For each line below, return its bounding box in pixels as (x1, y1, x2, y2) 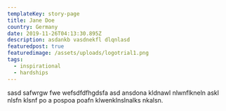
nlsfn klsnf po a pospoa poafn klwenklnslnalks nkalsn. (7, 96, 164, 104)
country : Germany (7, 23, 58, 30)
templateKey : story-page (7, 10, 80, 18)
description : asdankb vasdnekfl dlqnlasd (7, 37, 131, 44)
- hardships (13, 69, 49, 76)
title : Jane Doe (7, 17, 55, 24)
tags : (7, 56, 23, 63)
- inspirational (13, 63, 61, 70)
